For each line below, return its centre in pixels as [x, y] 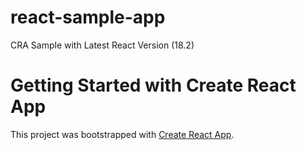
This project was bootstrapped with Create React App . [122, 134]
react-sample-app [88, 17]
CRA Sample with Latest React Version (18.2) [102, 45]
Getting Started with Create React [153, 85]
